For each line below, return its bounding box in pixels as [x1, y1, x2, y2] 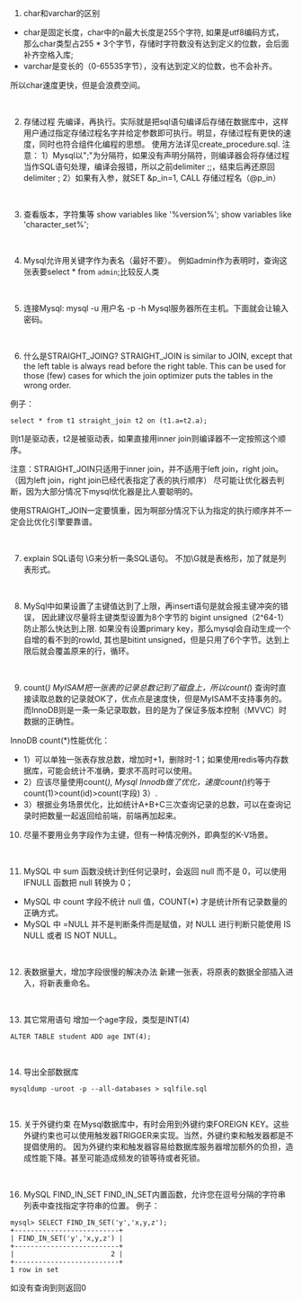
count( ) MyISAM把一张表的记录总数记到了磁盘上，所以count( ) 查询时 [22, 682, 279, 692]
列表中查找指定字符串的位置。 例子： [22, 1200, 160, 1211]
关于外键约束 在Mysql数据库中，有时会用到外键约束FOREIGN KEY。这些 [22, 1118, 290, 1129]
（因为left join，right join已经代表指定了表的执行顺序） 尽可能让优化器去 [10, 475, 277, 486]
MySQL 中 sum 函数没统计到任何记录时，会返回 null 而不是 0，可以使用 [22, 866, 287, 877]
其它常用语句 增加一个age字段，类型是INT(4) [22, 1014, 190, 1025]
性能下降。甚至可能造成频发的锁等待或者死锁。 [31, 1153, 205, 1163]
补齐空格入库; [22, 49, 75, 60]
